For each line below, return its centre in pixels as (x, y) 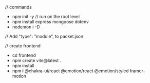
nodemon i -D (26, 27)
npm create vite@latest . (37, 60)
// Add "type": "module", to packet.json (44, 36)
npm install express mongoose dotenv (50, 22)
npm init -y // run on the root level (46, 16)
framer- (137, 71)
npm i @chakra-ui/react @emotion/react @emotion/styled (70, 71)
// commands (19, 7)
